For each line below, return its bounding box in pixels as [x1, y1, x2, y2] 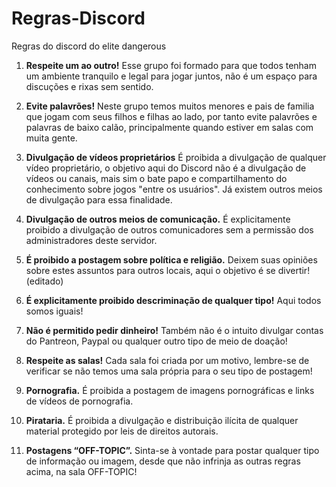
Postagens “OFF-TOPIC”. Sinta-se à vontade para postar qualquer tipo [25, 444, 320, 456]
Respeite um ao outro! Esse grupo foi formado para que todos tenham [25, 59, 317, 71]
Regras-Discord [11, 7, 146, 30]
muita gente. [25, 132, 78, 144]
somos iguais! [25, 305, 84, 317]
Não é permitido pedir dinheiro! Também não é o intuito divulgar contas [25, 324, 324, 336]
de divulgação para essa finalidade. [25, 193, 173, 206]
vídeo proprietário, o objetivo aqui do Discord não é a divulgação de [25, 162, 307, 174]
